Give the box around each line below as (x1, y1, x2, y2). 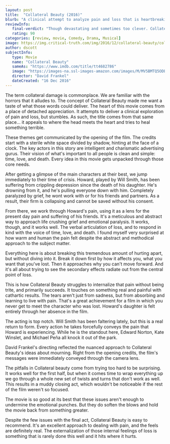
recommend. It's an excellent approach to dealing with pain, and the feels (5, 422, 158, 428)
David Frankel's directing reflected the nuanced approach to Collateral (5, 344, 152, 350)
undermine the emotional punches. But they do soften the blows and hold (5, 401, 158, 407)
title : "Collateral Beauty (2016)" (5, 12, 82, 17)
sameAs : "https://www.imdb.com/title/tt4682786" (12, 64, 116, 69)
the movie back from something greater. (5, 407, 89, 413)
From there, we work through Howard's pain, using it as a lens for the (5, 208, 150, 214)
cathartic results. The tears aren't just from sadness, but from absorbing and (5, 292, 165, 298)
